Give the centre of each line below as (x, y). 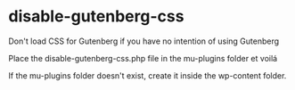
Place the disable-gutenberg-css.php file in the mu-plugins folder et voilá (143, 58)
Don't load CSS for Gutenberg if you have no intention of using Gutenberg (144, 41)
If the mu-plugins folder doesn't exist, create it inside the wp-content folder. (147, 75)
